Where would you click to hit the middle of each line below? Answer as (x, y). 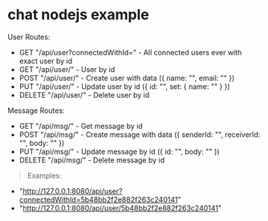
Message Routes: (36, 110)
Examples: (44, 175)
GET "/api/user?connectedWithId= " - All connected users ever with (130, 52)
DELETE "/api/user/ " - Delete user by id (84, 94)
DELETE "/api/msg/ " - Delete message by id (92, 160)
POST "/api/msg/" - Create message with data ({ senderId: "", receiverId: (140, 135)
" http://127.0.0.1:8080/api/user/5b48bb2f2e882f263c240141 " (120, 208)
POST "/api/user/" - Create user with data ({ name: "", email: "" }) (127, 78)
